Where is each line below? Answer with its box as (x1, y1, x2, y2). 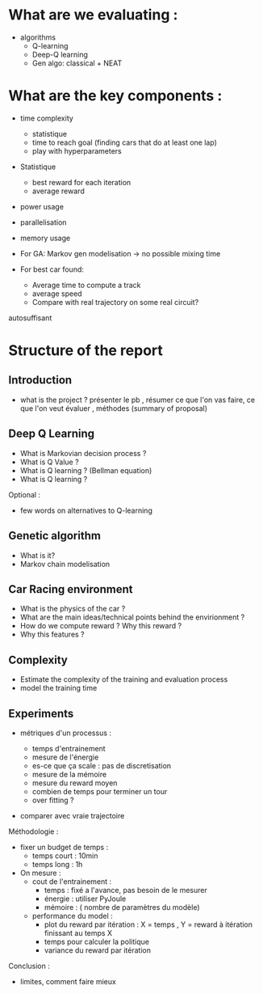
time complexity (19, 113, 74, 123)
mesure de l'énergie (31, 752, 99, 762)
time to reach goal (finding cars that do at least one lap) (31, 137, 218, 147)
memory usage (19, 233, 71, 243)
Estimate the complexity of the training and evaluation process (19, 675, 228, 684)
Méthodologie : (8, 827, 59, 836)
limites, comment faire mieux (19, 976, 117, 986)
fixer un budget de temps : (19, 842, 109, 852)
